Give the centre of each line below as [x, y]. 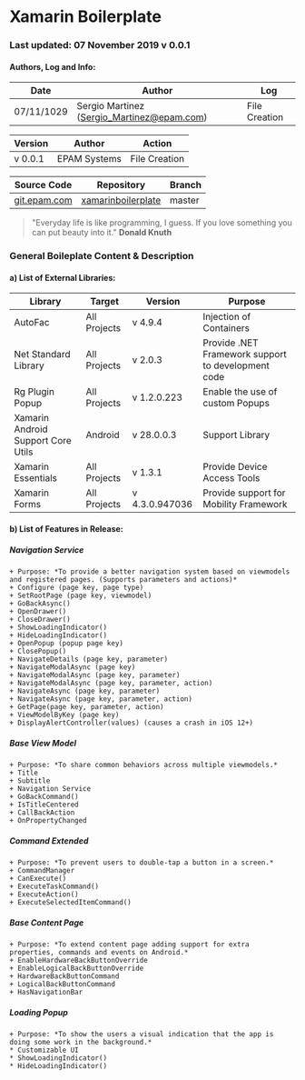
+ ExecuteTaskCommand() [54, 886]
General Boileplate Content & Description [102, 256]
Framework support [245, 355]
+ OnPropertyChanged [49, 820]
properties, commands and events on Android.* [99, 952]
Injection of [227, 317]
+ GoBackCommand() [44, 796]
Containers [226, 328]
